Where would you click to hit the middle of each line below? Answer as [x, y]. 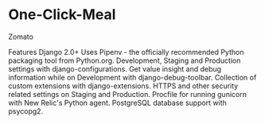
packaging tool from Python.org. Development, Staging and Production [125, 60]
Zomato [21, 37]
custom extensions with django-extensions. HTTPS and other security [123, 86]
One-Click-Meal [62, 15]
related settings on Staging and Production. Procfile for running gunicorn [127, 94]
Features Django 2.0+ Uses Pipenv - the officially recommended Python [126, 52]
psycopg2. [26, 111]
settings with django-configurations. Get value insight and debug [115, 68]
